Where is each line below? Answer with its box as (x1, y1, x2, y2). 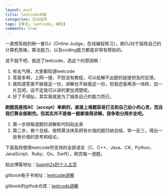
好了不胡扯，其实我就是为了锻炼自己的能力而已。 (12, 94, 114, 100)
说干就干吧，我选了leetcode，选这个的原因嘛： (5, 57, 103, 63)
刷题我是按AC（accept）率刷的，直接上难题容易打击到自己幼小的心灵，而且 (5, 104, 163, 110)
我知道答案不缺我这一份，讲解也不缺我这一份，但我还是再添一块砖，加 (12, 81, 158, 87)
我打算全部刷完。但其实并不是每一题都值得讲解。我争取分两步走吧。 (5, 110, 146, 116)
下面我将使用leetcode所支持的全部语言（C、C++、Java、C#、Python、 (5, 145, 154, 151)
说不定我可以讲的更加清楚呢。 (30, 87, 92, 93)
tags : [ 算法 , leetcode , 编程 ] (5, 21, 65, 27)
